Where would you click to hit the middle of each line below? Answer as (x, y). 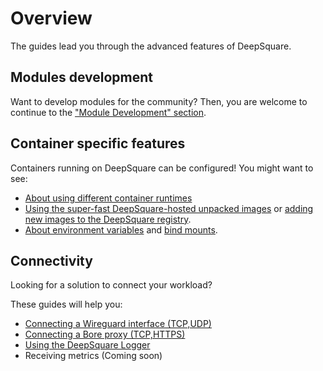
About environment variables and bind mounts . (121, 229)
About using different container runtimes (108, 198)
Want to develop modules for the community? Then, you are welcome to (159, 101)
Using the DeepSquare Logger (87, 345)
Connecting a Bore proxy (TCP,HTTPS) (105, 334)
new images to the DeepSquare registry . (108, 219)
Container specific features (98, 143)
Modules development (82, 77)
